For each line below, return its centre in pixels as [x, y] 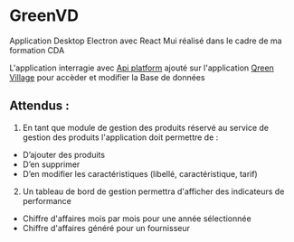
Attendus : [39, 106]
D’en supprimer [51, 164]
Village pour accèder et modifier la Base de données [107, 77]
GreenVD [44, 16]
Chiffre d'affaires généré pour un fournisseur [106, 228]
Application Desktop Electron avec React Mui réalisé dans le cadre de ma [146, 41]
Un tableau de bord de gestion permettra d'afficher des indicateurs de [153, 191]
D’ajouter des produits [64, 154]
